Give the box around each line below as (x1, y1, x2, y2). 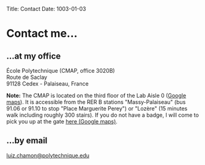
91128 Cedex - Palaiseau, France (6, 80, 89, 87)
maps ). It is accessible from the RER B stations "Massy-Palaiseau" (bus (6, 98, 186, 106)
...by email (6, 136, 48, 146)
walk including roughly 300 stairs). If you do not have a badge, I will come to (6, 111, 199, 119)
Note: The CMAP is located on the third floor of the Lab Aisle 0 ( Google (6, 92, 187, 99)
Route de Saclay (6, 73, 48, 81)
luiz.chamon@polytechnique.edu (6, 152, 90, 159)
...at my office (6, 51, 61, 61)
